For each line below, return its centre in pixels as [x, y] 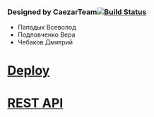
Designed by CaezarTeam [52, 12]
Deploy [29, 71]
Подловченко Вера [46, 35]
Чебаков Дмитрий [45, 42]
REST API [35, 103]
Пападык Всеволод [47, 27]
